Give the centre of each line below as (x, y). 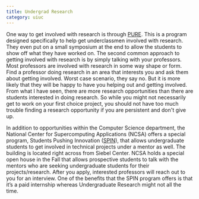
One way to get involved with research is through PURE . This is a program (97, 34)
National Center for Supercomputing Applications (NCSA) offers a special (96, 134)
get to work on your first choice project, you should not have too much (93, 103)
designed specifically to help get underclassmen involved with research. (95, 40)
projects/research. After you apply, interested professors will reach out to (96, 172)
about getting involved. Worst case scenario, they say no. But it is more (93, 78)
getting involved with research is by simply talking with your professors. (94, 59)
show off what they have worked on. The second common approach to (93, 53)
